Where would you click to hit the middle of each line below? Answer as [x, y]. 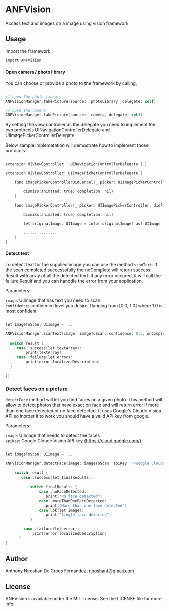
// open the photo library [33, 97]
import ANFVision [23, 60]
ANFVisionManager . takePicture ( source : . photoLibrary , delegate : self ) [81, 101]
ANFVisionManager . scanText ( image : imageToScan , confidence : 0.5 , [75, 333]
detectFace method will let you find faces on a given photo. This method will [84, 399]
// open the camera [26, 110]
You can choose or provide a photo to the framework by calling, [71, 83]
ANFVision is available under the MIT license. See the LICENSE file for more [83, 599]
